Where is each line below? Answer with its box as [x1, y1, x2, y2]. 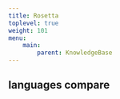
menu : [8, 34, 26, 42]
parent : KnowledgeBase [37, 49, 113, 57]
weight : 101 [8, 26, 48, 34]
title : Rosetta [8, 11, 59, 20]
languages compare [8, 78, 110, 92]
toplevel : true [8, 19, 59, 27]
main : [22, 42, 42, 49]
